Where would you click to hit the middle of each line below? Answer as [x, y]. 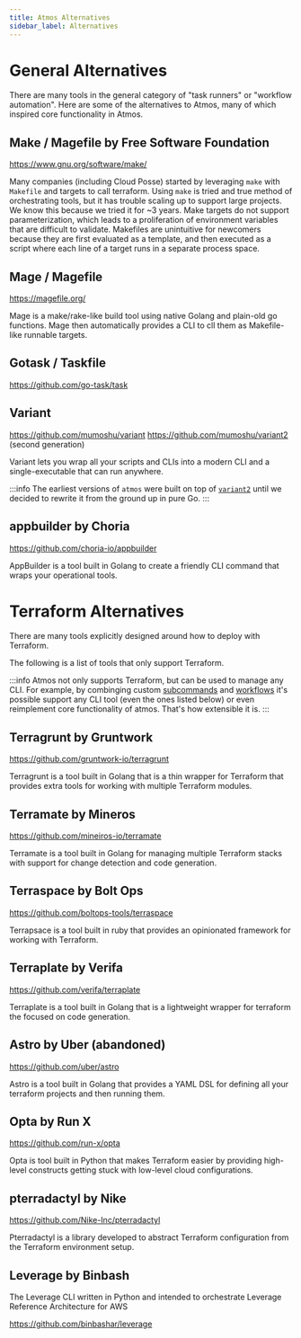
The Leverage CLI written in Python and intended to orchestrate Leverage [146, 1297]
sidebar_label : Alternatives [64, 26]
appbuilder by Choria [70, 527]
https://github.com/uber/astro [64, 1067]
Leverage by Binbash [70, 1276]
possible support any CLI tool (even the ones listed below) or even [132, 700]
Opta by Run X [50, 1121]
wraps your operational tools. [64, 575]
